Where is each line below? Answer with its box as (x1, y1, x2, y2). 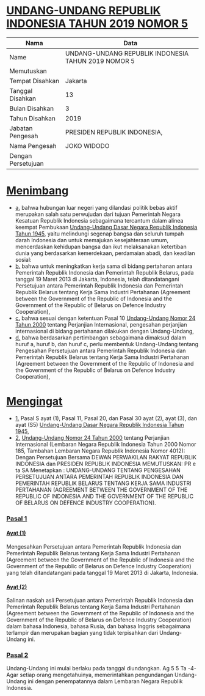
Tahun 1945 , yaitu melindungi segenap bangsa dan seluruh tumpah (15, 230, 184, 237)
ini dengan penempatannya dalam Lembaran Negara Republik (27, 678, 183, 685)
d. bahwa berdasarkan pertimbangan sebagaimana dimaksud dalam (15, 334, 187, 341)
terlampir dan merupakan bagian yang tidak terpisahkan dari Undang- (6, 629, 182, 637)
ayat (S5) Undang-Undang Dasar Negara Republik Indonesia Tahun (15, 421, 184, 428)
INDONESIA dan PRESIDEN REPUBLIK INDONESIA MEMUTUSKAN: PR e (15, 460, 196, 467)
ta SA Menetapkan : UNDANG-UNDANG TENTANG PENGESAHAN (15, 466, 181, 474)
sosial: (15, 256, 32, 263)
